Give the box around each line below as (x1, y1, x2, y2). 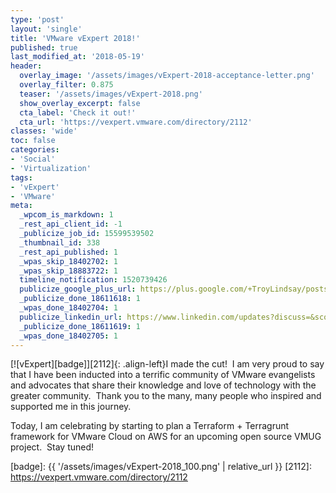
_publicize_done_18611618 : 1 (19, 294, 141, 304)
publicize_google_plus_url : (19, 284, 137, 295)
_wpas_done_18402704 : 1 (19, 303, 118, 313)
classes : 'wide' (10, 126, 78, 136)
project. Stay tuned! (10, 441, 95, 453)
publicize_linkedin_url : (19, 312, 123, 322)
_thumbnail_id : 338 (19, 237, 101, 248)
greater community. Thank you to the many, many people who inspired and (10, 390, 322, 402)
